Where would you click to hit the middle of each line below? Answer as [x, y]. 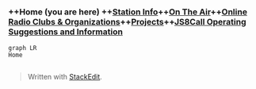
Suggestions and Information [65, 32]
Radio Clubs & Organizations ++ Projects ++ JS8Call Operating [127, 21]
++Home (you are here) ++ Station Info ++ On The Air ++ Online [128, 12]
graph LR [23, 48]
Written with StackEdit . [65, 77]
